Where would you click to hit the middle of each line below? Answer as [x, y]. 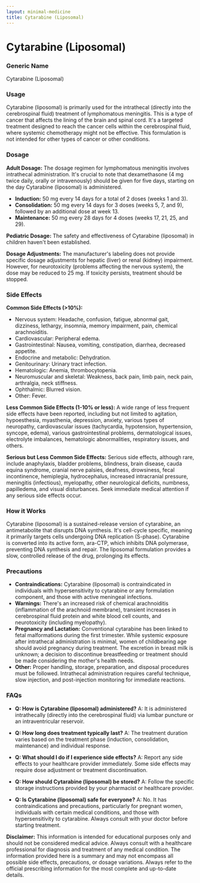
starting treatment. [38, 825]
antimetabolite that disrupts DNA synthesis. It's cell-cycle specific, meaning [99, 531]
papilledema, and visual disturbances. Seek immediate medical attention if [98, 489]
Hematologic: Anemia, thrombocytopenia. [66, 370]
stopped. [17, 279]
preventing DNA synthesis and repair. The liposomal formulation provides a [99, 550]
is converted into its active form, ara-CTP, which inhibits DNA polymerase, [98, 543]
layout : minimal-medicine [38, 12]
